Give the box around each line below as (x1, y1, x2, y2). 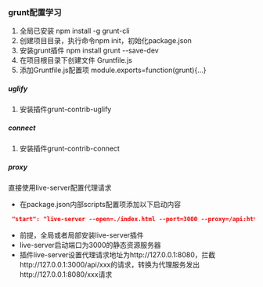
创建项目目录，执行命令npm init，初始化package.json (19, 36, 192, 45)
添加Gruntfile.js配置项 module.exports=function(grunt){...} (19, 65, 207, 75)
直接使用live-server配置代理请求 (8, 183, 112, 193)
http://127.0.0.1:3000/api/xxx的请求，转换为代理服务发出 (19, 260, 200, 270)
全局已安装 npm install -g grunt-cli (19, 26, 130, 36)
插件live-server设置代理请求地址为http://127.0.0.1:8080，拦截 (19, 250, 216, 260)
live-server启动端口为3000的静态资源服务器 (19, 241, 161, 250)
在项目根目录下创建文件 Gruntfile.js (19, 56, 133, 65)
